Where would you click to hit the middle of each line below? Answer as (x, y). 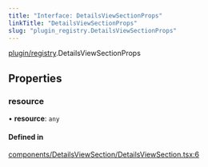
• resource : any (34, 119)
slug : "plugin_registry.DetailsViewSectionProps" (93, 30)
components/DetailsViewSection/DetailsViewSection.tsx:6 (104, 155)
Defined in (26, 137)
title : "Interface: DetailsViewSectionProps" (85, 16)
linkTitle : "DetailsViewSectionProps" (73, 23)
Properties (35, 78)
